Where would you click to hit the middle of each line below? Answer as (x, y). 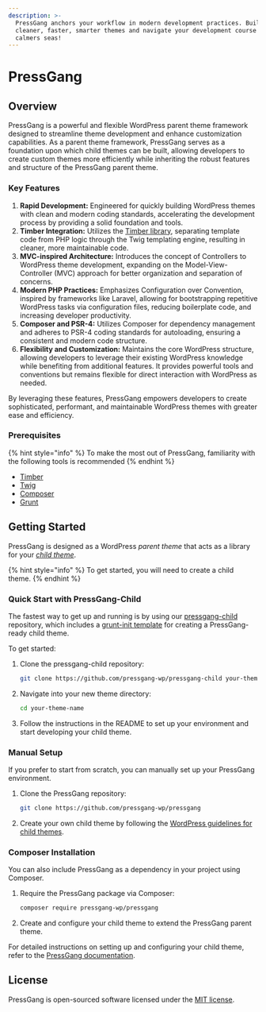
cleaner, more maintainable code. (74, 248)
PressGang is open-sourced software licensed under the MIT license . (122, 999)
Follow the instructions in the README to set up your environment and (134, 723)
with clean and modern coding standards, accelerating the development (137, 214)
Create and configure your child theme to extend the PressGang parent (135, 923)
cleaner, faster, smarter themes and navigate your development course (136, 30)
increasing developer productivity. (76, 315)
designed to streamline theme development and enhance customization (125, 134)
